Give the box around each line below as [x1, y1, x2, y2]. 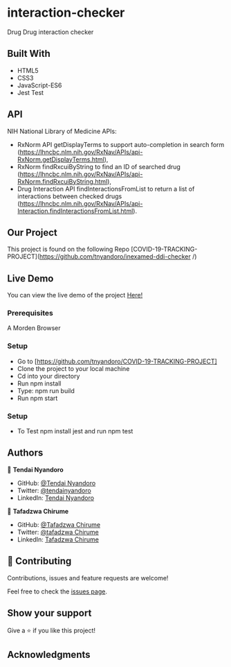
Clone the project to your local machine [17, 364, 130, 372]
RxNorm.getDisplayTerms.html [17, 155, 105, 164]
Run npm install [17, 379, 62, 388]
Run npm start [17, 394, 58, 402]
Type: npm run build [17, 386, 75, 395]
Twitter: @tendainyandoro [17, 486, 91, 494]
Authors [7, 447, 44, 459]
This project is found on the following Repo [7, 245, 130, 254]
